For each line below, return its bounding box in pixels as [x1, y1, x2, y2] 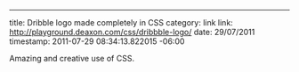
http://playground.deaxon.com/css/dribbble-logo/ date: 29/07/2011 [9, 27, 255, 37]
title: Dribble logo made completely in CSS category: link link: [9, 18, 233, 27]
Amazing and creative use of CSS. [9, 54, 135, 63]
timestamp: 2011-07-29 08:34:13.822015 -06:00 [9, 36, 185, 47]
